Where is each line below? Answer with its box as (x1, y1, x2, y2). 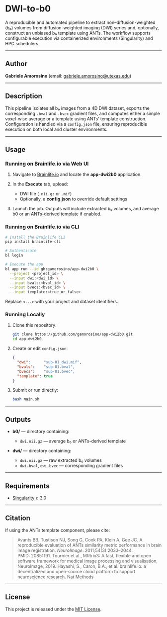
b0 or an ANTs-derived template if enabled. (12, 211, 102, 217)
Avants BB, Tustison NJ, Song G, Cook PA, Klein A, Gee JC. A (17, 536, 143, 542)
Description (5, 92, 42, 100)
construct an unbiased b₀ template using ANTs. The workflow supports (5, 30, 151, 36)
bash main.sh (12, 397, 40, 402)
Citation (5, 514, 31, 523)
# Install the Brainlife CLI (5, 235, 66, 240)
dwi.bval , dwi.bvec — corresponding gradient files (19, 463, 123, 469)
